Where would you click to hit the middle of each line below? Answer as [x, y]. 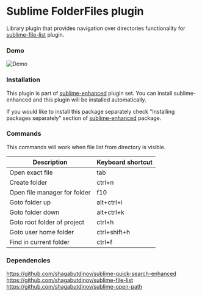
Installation [23, 80]
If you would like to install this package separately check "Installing [91, 111]
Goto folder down [34, 212]
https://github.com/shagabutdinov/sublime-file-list [70, 280]
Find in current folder [40, 242]
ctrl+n [105, 182]
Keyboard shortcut [124, 162]
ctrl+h [105, 222]
